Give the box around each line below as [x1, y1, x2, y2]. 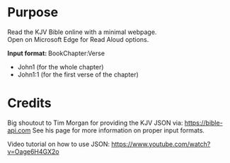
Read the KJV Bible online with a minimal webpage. [7, 28, 157, 36]
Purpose [7, 4, 59, 21]
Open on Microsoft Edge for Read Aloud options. [7, 35, 149, 43]
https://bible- [184, 118, 223, 127]
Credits [7, 95, 52, 111]
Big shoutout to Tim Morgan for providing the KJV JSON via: [7, 118, 183, 127]
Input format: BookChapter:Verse [7, 49, 105, 57]
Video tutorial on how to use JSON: [7, 140, 110, 148]
